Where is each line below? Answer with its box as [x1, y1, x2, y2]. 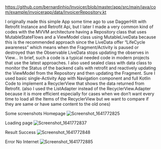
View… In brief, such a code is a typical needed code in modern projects [5, 55, 149, 60]
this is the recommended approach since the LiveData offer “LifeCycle [5, 39, 145, 45]
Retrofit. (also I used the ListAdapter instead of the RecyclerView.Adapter [5, 86, 151, 91]
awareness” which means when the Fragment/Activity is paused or [5, 45, 139, 50]
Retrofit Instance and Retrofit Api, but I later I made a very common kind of [5, 24, 154, 30]
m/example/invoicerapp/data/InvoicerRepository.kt [5, 9, 107, 15]
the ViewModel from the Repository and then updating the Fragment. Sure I [5, 70, 155, 76]
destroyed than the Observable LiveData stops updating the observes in [5, 50, 149, 55]
